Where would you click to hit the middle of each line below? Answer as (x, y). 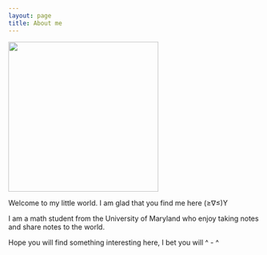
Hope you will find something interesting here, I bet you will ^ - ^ (114, 242)
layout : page (30, 16)
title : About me (35, 23)
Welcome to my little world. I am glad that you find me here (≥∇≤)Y (118, 203)
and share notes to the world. (57, 227)
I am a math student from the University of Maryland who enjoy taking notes (133, 218)
